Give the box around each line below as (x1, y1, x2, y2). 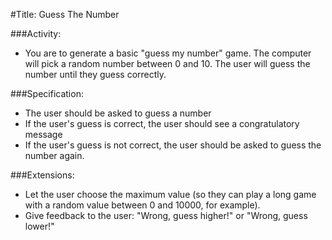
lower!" (24, 220, 55, 232)
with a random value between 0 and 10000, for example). (24, 199, 261, 211)
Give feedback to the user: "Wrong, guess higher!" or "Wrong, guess (24, 210, 308, 221)
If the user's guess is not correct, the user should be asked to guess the (24, 139, 322, 151)
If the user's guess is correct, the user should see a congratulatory (24, 118, 300, 129)
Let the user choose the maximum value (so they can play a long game (24, 189, 317, 200)
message (24, 129, 63, 140)
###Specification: (10, 88, 84, 99)
